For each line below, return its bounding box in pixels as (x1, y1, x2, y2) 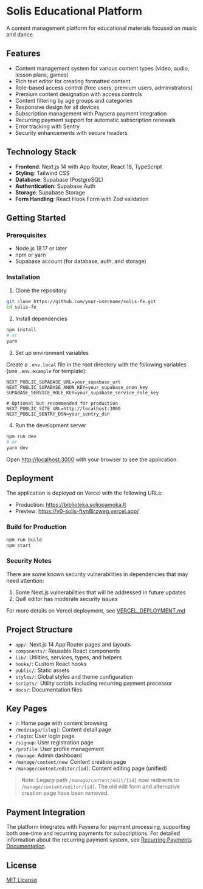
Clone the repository (15, 287, 67, 294)
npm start (6, 542, 32, 548)
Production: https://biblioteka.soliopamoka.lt (15, 501, 126, 509)
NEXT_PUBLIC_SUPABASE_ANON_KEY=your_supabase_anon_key (6, 384, 148, 390)
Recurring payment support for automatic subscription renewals (15, 116, 176, 123)
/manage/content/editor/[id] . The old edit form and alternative (21, 783, 181, 791)
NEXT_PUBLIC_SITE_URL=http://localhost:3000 (6, 405, 121, 411)
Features (6, 49, 41, 59)
